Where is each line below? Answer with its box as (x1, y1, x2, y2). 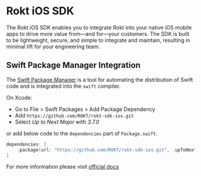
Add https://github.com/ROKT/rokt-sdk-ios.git (14, 112, 134, 119)
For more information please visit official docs (6, 163, 119, 171)
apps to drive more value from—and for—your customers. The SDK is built (6, 30, 190, 37)
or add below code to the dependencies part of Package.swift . (6, 129, 158, 137)
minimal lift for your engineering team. (6, 43, 100, 50)
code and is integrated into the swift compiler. (6, 82, 121, 89)
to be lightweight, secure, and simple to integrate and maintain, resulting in (6, 36, 190, 44)
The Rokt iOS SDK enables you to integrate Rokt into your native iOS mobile (6, 24, 192, 31)
